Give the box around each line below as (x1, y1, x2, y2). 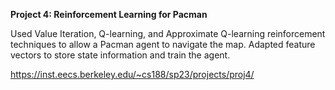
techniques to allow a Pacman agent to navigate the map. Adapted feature (10, 39, 316, 50)
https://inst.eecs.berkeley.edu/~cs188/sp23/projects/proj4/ (10, 69, 255, 80)
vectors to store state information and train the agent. (10, 49, 231, 61)
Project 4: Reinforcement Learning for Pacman (10, 9, 208, 20)
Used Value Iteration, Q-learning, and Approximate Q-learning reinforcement (10, 28, 326, 39)
